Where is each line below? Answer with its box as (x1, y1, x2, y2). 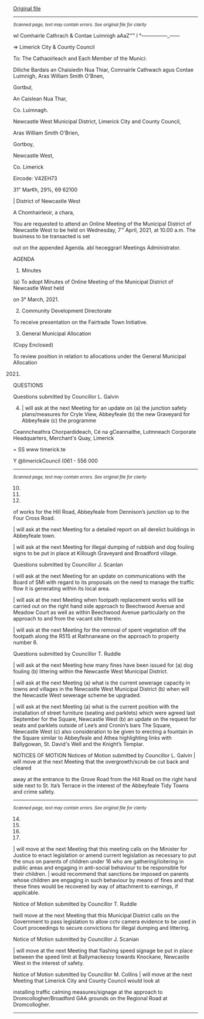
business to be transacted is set (13, 233, 90, 239)
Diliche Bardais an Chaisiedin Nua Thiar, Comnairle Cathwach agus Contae (13, 66, 193, 73)
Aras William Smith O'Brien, (13, 129, 80, 136)
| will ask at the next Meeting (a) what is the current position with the (13, 703, 179, 710)
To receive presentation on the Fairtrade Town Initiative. (13, 319, 148, 325)
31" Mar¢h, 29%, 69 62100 (13, 186, 78, 193)
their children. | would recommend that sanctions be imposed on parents (13, 870, 189, 877)
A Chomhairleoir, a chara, (13, 209, 74, 216)
